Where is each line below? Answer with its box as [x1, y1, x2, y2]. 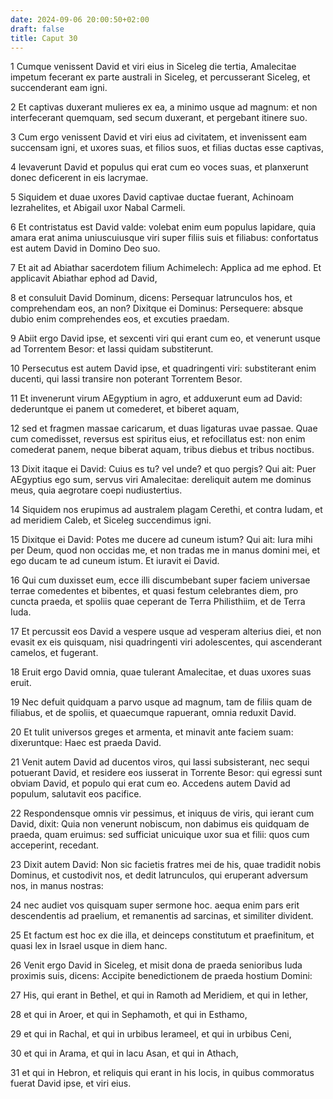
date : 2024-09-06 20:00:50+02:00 [10, 14, 150, 25]
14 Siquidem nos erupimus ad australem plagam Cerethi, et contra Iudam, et [10, 504, 323, 516]
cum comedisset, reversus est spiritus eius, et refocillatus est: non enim [10, 433, 306, 445]
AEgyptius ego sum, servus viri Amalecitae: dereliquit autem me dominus [10, 474, 312, 486]
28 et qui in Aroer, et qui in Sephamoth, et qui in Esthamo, [10, 1009, 248, 1021]
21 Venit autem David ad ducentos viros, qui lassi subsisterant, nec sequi [10, 756, 310, 768]
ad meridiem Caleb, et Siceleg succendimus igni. [10, 514, 212, 526]
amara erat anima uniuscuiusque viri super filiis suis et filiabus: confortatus [10, 232, 319, 244]
